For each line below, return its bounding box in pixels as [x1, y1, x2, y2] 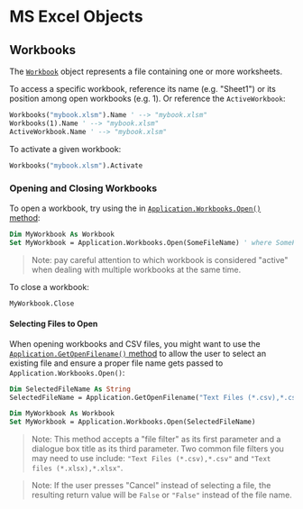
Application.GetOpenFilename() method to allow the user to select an [9, 348, 267, 359]
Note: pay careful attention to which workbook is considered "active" [31, 254, 289, 265]
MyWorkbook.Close [9, 299, 75, 308]
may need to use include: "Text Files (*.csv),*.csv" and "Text [31, 453, 271, 464]
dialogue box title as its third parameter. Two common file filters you [31, 443, 284, 454]
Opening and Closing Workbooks [9, 182, 158, 195]
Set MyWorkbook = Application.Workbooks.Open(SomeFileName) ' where [9, 238, 272, 247]
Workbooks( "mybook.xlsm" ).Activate [9, 160, 143, 170]
